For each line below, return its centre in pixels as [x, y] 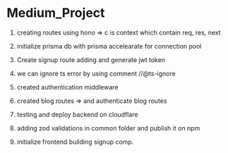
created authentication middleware [67, 87]
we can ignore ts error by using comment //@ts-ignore [96, 73]
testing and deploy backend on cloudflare [77, 114]
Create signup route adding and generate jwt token [91, 60]
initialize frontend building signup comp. [75, 142]
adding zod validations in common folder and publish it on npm [108, 128]
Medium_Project [56, 13]
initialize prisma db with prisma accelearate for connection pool [109, 46]
